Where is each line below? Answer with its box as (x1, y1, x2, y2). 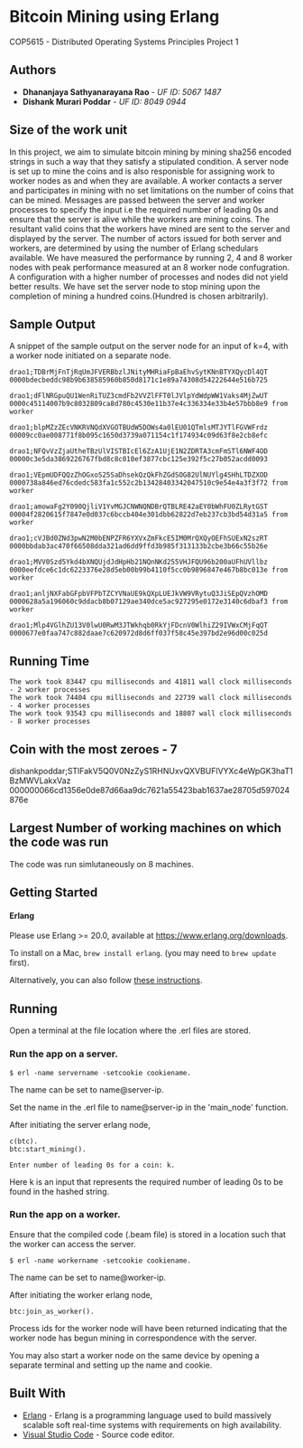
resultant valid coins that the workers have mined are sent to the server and (9, 223, 290, 234)
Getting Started (9, 885, 98, 901)
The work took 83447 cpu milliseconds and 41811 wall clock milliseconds (9, 677, 293, 686)
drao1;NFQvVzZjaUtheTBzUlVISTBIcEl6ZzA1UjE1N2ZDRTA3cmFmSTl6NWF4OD (9, 447, 269, 456)
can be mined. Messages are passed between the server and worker (9, 194, 265, 205)
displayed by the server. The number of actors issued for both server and (9, 232, 282, 243)
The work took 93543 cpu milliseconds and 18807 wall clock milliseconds (9, 709, 293, 718)
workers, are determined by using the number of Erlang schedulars (9, 242, 259, 253)
